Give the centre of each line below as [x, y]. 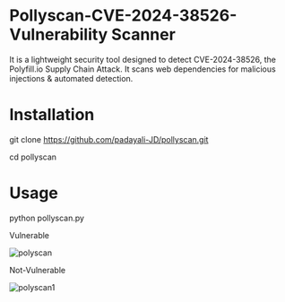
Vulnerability [59, 35]
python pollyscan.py [47, 218]
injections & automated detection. [71, 78]
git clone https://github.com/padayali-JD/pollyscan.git [109, 139]
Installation [52, 115]
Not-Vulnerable [37, 270]
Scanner [144, 35]
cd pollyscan [33, 157]
